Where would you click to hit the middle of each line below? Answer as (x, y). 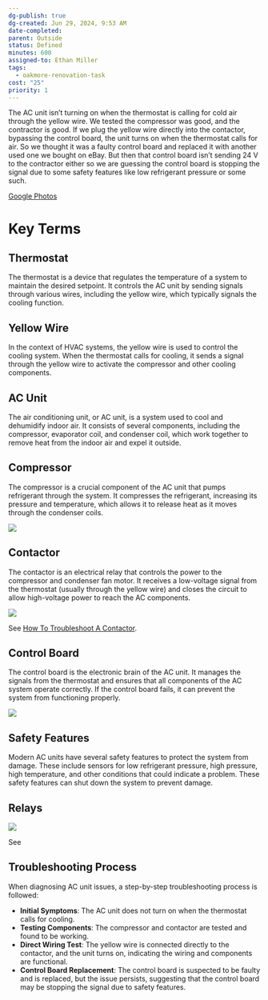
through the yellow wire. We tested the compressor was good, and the (124, 122)
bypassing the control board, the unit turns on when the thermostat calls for (133, 138)
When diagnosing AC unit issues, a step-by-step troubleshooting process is (133, 886)
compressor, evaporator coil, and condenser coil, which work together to (128, 434)
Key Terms (45, 228)
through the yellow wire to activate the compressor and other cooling (122, 364)
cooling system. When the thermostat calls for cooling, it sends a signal (126, 356)
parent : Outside (35, 38)
